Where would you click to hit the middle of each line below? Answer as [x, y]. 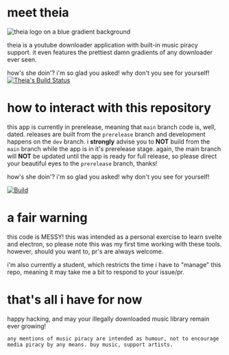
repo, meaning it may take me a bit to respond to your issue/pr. [96, 272]
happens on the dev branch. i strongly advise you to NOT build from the [109, 141]
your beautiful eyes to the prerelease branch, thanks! [82, 163]
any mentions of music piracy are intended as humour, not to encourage [113, 339]
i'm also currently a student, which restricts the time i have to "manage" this [114, 264]
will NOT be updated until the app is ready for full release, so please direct [112, 156]
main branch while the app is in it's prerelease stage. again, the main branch [114, 148]
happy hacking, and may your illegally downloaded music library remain [108, 319]
